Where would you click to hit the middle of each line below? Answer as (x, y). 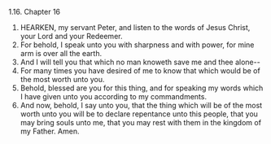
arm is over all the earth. (61, 53)
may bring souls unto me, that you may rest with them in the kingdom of (141, 122)
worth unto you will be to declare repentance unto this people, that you (139, 114)
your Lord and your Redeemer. (71, 36)
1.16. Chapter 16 (35, 12)
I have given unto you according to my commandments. (114, 96)
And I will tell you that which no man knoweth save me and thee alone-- (140, 62)
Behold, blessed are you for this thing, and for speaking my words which (142, 88)
